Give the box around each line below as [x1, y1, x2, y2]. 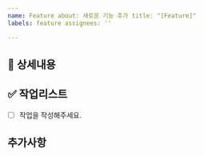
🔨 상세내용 [7, 58, 57, 71]
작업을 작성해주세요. [18, 110, 82, 120]
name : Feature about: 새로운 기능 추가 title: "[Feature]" [7, 11, 197, 20]
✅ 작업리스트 [7, 87, 68, 101]
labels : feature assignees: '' [7, 19, 112, 27]
